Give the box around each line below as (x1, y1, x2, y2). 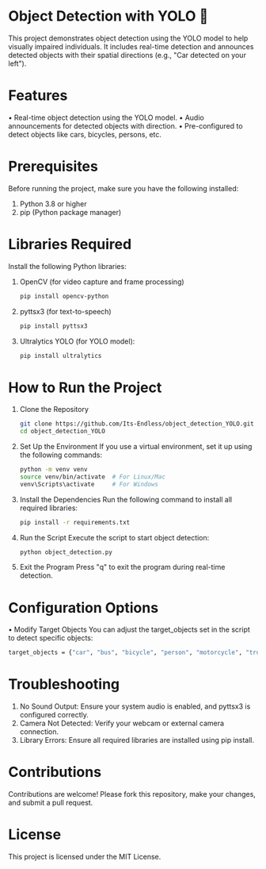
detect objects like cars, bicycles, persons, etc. (8, 129, 162, 139)
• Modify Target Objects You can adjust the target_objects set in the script (8, 625, 251, 634)
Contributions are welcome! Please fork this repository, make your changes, (8, 790, 256, 799)
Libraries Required (8, 236, 132, 253)
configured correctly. (19, 710, 89, 720)
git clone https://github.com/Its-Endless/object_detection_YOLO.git (19, 420, 255, 428)
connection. (19, 727, 59, 736)
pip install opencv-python (19, 292, 109, 300)
